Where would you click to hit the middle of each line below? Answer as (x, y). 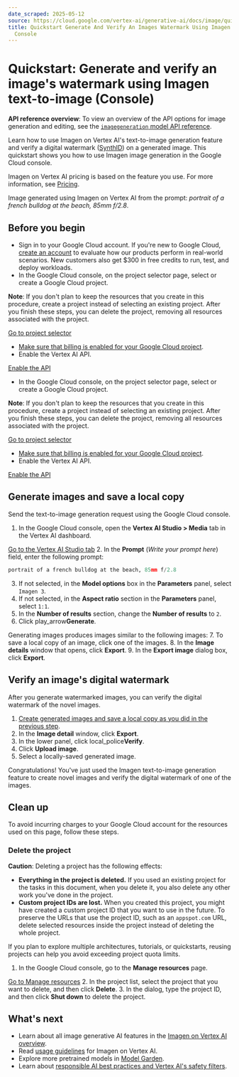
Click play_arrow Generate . (57, 621)
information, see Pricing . (44, 184)
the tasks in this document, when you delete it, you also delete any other (124, 887)
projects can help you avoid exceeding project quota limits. (94, 954)
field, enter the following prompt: (56, 557)
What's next (35, 1019)
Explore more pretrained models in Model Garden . (91, 1059)
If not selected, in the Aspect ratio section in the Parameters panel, (117, 599)
